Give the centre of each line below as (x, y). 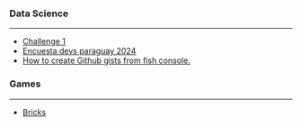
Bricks (34, 112)
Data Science (39, 13)
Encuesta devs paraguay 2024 (79, 51)
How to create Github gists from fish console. (106, 60)
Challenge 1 (44, 41)
